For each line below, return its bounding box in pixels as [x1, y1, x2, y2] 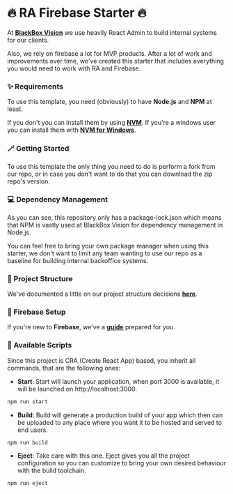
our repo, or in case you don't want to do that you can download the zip [7, 170, 213, 178]
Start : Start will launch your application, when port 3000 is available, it [17, 377, 220, 385]
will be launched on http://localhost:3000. [17, 384, 138, 393]
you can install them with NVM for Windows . [7, 126, 136, 134]
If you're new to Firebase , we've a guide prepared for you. [7, 323, 175, 331]
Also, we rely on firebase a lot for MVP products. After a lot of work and [7, 49, 212, 57]
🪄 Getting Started [7, 144, 70, 154]
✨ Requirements [7, 82, 64, 91]
